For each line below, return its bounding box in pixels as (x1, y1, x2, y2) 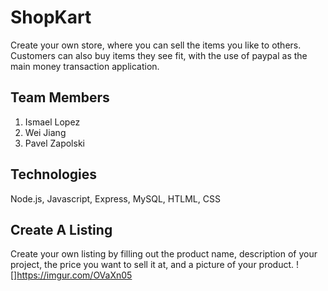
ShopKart (10, 6, 92, 29)
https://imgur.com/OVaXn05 (16, 269, 133, 281)
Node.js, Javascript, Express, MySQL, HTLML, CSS (10, 192, 221, 205)
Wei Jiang (24, 126, 67, 138)
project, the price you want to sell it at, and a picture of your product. (10, 259, 295, 271)
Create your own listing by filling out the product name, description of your (10, 248, 318, 260)
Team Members (10, 89, 110, 106)
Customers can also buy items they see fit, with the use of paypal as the (10, 49, 308, 61)
